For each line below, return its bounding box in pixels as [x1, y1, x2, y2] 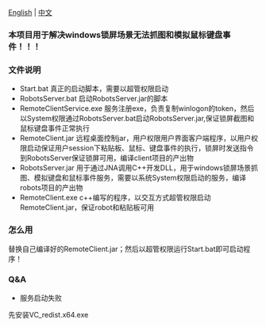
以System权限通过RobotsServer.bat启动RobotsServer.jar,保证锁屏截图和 [19, 114, 255, 124]
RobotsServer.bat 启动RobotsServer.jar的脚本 [19, 94, 168, 104]
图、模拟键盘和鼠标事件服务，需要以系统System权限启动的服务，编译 [19, 173, 246, 183]
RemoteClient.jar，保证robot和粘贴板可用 [19, 203, 155, 212]
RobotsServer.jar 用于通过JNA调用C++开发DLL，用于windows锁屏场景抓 [19, 163, 258, 173]
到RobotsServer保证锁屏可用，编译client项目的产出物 [19, 154, 195, 163]
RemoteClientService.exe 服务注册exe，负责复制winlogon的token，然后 [19, 104, 255, 113]
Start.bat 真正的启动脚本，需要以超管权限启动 [19, 84, 169, 93]
